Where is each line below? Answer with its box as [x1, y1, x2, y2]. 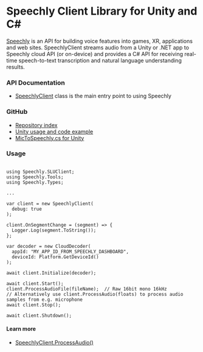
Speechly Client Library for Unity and [6, 4, 198, 18]
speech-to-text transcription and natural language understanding [18, 57, 182, 64]
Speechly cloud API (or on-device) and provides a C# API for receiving [6, 50, 184, 57]
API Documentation [6, 78, 66, 86]
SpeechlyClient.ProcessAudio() [15, 339, 94, 347]
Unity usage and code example [15, 128, 94, 135]
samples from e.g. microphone [6, 297, 83, 303]
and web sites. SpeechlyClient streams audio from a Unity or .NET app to [6, 44, 190, 51]
